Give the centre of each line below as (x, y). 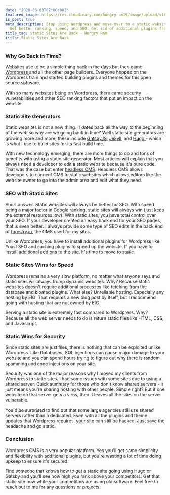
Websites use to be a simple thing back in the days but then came (74, 67)
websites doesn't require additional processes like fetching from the (76, 287)
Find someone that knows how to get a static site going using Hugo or (78, 471)
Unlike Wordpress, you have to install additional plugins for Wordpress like (82, 241)
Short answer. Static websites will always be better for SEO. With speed (80, 204)
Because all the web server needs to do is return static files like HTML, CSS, (84, 318)
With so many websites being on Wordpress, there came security (73, 93)
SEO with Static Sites (32, 194)
